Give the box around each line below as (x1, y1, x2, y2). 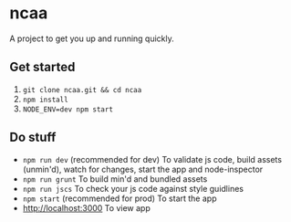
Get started (9, 59, 76, 75)
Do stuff (9, 130, 57, 145)
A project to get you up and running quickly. (9, 33, 175, 44)
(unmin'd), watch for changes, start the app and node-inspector (22, 164, 264, 174)
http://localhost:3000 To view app (22, 202, 151, 213)
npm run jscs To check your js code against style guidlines (22, 183, 244, 194)
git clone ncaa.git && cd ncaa (22, 85, 142, 94)
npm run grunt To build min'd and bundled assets (22, 173, 208, 185)
